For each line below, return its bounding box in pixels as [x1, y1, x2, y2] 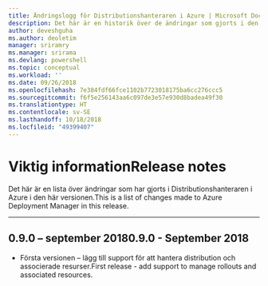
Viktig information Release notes [8, 157, 227, 176]
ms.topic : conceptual [8, 64, 81, 72]
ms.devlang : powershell [8, 57, 88, 65]
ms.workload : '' [8, 71, 62, 79]
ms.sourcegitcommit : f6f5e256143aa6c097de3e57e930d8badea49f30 [8, 93, 223, 101]
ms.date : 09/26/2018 [8, 78, 77, 86]
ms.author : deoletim [8, 34, 77, 42]
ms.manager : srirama [8, 49, 77, 57]
